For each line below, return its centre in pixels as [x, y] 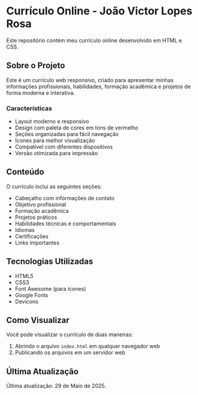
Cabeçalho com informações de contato [65, 198]
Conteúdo [25, 172]
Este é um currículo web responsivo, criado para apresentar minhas [90, 80]
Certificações [32, 236]
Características [29, 108]
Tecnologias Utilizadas [50, 262]
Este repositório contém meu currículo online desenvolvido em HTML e [94, 40]
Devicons [27, 301]
